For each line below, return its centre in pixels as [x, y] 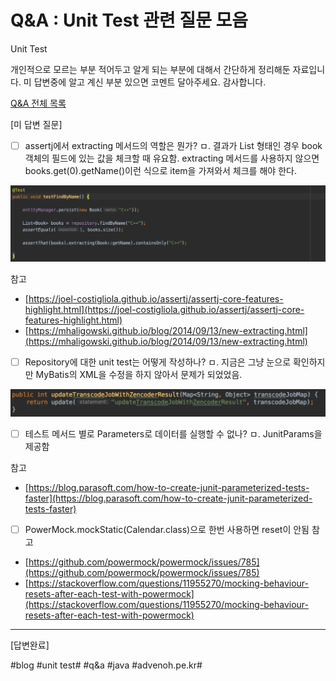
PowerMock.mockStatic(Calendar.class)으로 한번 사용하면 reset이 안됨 [167, 529]
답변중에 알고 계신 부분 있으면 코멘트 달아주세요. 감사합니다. [150, 82]
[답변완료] [30, 645]
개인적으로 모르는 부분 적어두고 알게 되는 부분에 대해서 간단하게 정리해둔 [150, 69]
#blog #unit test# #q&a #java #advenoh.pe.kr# [106, 665]
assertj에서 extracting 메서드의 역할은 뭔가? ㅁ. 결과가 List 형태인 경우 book [173, 145]
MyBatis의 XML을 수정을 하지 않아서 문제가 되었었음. [139, 374]
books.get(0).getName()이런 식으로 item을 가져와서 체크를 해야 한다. [160, 170]
